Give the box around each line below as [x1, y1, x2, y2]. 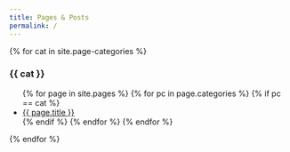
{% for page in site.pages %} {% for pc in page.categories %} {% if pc [21, 88, 282, 99]
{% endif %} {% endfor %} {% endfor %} [21, 116, 173, 127]
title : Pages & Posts [9, 12, 90, 22]
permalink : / [9, 21, 58, 30]
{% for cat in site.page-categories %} [9, 45, 147, 56]
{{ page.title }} [21, 107, 75, 117]
